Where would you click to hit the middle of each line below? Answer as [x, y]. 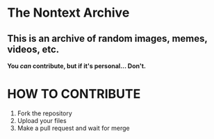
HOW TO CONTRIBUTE [74, 94]
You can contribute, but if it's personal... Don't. [76, 66]
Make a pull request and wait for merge [73, 128]
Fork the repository [45, 113]
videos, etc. [33, 49]
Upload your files [42, 120]
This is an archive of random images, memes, [107, 39]
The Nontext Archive [68, 13]
